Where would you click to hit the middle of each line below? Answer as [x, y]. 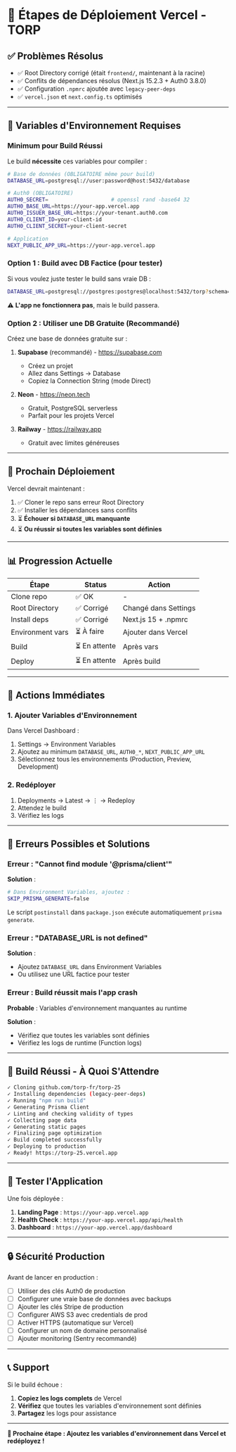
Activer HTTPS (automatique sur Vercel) [76, 1322]
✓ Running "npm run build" [47, 1101]
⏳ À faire [90, 631]
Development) [38, 766]
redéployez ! [26, 1441]
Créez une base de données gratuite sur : [67, 339]
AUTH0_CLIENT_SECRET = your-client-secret [67, 226]
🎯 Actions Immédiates [56, 695]
